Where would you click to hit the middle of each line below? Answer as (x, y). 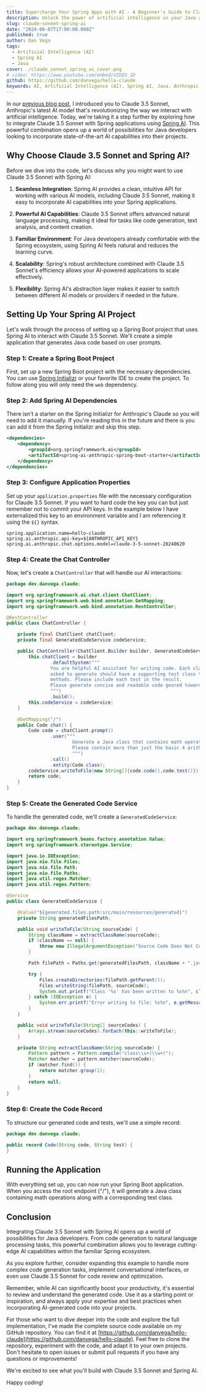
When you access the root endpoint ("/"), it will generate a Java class (94, 1191)
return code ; (45, 776)
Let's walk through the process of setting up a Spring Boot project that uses (102, 329)
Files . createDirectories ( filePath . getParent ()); (102, 980)
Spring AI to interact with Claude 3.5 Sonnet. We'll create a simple (90, 336)
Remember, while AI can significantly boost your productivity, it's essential (100, 1288)
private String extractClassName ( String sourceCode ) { (89, 1048)
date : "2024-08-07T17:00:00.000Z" (51, 29)
